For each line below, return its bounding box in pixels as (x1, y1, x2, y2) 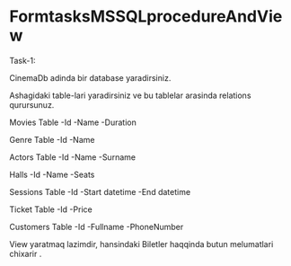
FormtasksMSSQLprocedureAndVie (9, 6, 283, 27)
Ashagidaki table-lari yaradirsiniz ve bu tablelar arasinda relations (9, 90, 251, 101)
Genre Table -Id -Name (9, 134, 95, 145)
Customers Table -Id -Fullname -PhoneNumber (9, 221, 184, 232)
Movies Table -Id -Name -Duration (9, 117, 137, 128)
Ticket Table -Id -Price (9, 204, 93, 215)
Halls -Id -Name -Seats (9, 169, 95, 180)
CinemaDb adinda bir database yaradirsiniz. (9, 72, 172, 83)
